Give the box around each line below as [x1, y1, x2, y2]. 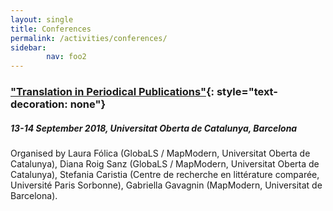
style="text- [216, 85, 278, 99]
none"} [69, 97, 107, 111]
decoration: [10, 97, 68, 111]
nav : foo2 [46, 52, 87, 62]
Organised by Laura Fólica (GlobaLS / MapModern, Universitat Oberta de [10, 147, 311, 160]
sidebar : [10, 42, 47, 53]
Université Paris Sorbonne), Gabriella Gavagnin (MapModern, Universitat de [10, 179, 323, 191]
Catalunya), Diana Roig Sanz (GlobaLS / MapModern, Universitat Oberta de [10, 158, 320, 170]
